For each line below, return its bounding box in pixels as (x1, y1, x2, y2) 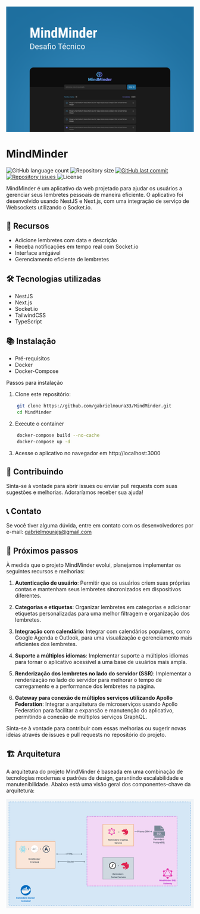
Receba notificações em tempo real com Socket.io (14, 243, 139, 251)
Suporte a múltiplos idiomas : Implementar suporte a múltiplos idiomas (14, 651, 189, 659)
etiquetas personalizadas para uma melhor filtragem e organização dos (14, 610, 190, 617)
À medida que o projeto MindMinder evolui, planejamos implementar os (6, 561, 182, 569)
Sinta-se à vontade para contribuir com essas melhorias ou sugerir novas (6, 724, 186, 731)
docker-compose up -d (17, 439, 70, 444)
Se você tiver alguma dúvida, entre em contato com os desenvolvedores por (6, 522, 193, 529)
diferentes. (14, 592, 42, 599)
